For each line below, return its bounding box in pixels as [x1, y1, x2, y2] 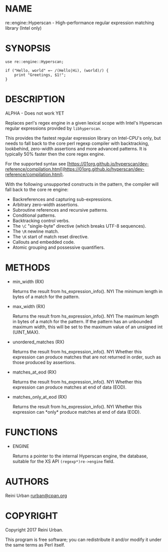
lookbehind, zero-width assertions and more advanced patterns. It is [5, 145, 147, 151]
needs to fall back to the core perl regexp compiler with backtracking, [5, 140, 149, 146]
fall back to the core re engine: [5, 187, 69, 193]
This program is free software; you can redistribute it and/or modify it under [5, 536, 162, 542]
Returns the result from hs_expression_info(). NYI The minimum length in [12, 288, 163, 294]
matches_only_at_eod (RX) [12, 394, 67, 400]
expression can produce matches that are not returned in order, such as [12, 354, 161, 360]
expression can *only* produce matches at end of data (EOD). [12, 409, 141, 415]
